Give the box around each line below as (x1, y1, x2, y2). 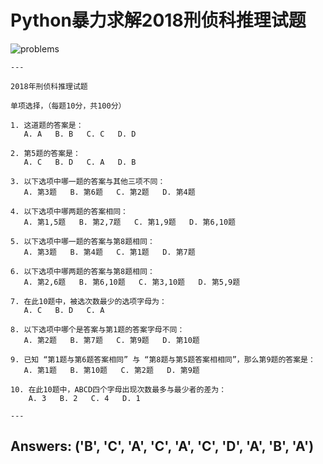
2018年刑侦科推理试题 (10, 81, 88, 91)
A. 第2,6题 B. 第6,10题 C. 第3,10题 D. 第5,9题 (23, 277, 241, 287)
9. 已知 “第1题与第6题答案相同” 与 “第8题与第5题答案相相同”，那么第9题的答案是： (10, 354, 316, 365)
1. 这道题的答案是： (10, 120, 84, 130)
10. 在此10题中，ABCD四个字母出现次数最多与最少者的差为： (10, 384, 227, 395)
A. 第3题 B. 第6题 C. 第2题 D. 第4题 (23, 187, 196, 197)
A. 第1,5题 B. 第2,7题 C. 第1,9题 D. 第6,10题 (23, 217, 237, 227)
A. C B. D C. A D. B (23, 157, 137, 167)
